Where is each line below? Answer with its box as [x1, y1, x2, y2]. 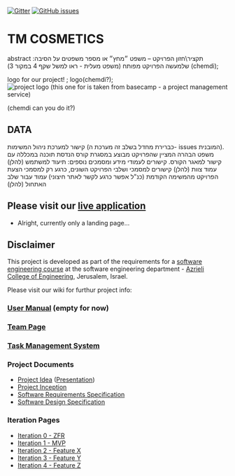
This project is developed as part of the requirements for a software [7, 258, 203, 266]
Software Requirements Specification [17, 391, 125, 399]
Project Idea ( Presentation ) [17, 375, 96, 384]
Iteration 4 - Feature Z [17, 461, 82, 469]
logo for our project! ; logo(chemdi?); [7, 75, 114, 83]
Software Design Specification [17, 398, 106, 406]
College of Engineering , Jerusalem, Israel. [7, 272, 128, 281]
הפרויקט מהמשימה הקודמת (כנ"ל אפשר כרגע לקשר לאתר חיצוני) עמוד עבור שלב [7, 172, 219, 181]
